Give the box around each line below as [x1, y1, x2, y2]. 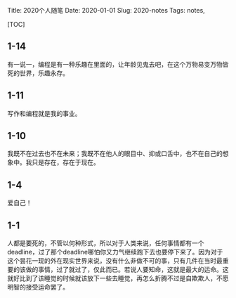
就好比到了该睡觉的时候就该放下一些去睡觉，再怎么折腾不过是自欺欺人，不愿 [7, 274, 229, 283]
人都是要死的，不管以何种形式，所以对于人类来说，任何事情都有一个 [7, 239, 204, 247]
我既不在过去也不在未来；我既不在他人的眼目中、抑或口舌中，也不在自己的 [7, 150, 223, 158]
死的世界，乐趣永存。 [7, 69, 69, 77]
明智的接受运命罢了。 [7, 283, 69, 292]
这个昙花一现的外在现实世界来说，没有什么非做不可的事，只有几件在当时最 [7, 257, 223, 265]
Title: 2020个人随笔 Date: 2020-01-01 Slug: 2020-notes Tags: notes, [7, 6, 205, 14]
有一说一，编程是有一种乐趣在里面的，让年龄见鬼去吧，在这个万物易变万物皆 [7, 60, 229, 68]
